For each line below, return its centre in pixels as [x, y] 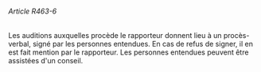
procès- [236, 36]
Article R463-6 [33, 11]
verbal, [20, 44]
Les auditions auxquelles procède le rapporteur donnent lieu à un [115, 36]
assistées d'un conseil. [46, 61]
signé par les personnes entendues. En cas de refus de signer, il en [143, 44]
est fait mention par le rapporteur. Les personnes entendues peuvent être [129, 52]
